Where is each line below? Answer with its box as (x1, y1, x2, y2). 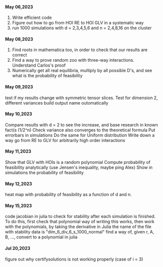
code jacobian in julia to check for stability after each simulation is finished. (5, 214, 156, 219)
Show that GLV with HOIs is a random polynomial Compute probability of (5, 160, 151, 165)
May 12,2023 (5, 180, 33, 187)
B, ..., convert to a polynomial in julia (5, 234, 78, 240)
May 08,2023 (5, 36, 33, 42)
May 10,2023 (5, 111, 33, 117)
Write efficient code (12, 15, 52, 20)
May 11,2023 (5, 148, 32, 154)
